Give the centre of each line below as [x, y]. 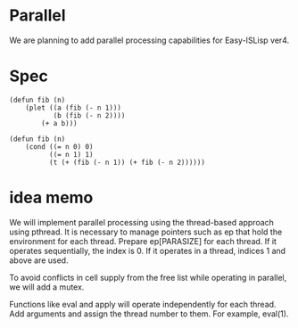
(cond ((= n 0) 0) [59, 147]
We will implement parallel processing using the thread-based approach [142, 222]
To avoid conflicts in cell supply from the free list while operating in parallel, [148, 277]
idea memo [51, 198]
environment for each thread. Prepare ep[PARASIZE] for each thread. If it [143, 241]
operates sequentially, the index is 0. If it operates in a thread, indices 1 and [148, 250]
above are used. [39, 260]
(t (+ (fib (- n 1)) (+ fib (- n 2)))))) [127, 162]
